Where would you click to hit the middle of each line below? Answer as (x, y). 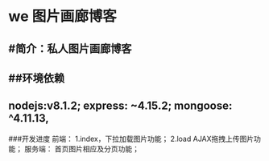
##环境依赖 (37, 78)
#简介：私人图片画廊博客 (70, 48)
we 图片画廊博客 (62, 16)
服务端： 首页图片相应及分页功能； (81, 148)
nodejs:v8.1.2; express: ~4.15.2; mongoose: (120, 106)
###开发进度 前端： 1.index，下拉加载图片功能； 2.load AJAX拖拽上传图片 (131, 139)
